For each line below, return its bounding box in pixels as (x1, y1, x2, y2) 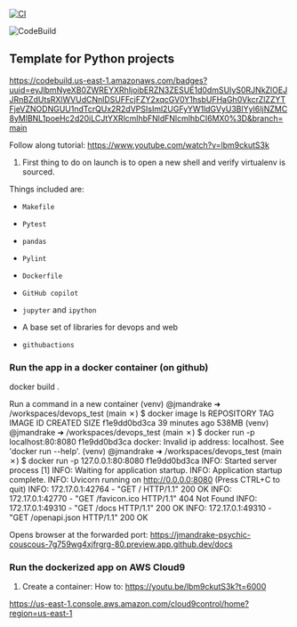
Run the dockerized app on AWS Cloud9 (9, 561, 186, 574)
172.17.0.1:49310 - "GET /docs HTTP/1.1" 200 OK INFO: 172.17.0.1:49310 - (9, 503, 272, 514)
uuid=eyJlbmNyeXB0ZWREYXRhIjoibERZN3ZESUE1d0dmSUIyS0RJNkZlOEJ (9, 85, 288, 95)
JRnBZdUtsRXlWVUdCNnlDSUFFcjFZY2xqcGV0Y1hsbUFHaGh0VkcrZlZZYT (9, 94, 286, 104)
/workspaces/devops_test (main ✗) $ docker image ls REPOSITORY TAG (9, 408, 275, 419)
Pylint (21, 254, 47, 263)
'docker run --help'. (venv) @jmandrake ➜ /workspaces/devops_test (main (9, 446, 283, 457)
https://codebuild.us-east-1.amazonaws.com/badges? (9, 75, 208, 85)
